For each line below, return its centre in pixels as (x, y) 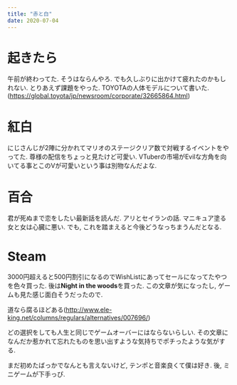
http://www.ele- (89, 310)
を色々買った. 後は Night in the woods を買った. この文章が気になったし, (112, 286)
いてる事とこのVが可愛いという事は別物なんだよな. (82, 166)
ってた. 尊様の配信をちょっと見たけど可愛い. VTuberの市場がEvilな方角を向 (117, 157)
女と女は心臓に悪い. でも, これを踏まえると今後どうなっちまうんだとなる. (115, 227)
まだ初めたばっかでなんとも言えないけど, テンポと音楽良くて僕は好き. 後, (115, 365)
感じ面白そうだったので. (67, 295)
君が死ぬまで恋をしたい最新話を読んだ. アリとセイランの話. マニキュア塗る (117, 218)
